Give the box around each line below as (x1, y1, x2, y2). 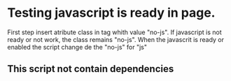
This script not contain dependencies (7, 63, 174, 75)
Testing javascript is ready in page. (7, 5, 216, 21)
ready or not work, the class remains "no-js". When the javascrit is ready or (7, 35, 225, 43)
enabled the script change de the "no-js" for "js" (7, 43, 147, 51)
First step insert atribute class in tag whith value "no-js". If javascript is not (7, 28, 222, 36)
